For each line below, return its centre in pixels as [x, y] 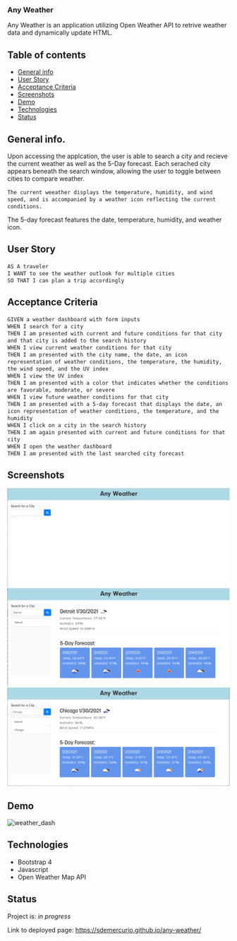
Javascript [33, 869]
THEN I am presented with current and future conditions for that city [115, 333]
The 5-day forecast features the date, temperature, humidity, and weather [115, 220]
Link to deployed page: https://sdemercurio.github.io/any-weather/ [104, 930]
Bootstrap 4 [35, 862]
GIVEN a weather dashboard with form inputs [74, 319]
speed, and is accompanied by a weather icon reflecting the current [112, 199]
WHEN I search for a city [45, 326]
